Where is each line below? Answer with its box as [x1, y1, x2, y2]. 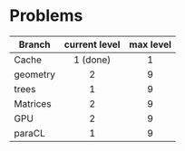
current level [63, 38, 121, 51]
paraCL [14, 127, 45, 139]
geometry [14, 68, 56, 80]
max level [129, 38, 172, 51]
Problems [9, 5, 83, 26]
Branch [18, 38, 52, 51]
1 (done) [73, 53, 112, 66]
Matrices [14, 97, 52, 109]
